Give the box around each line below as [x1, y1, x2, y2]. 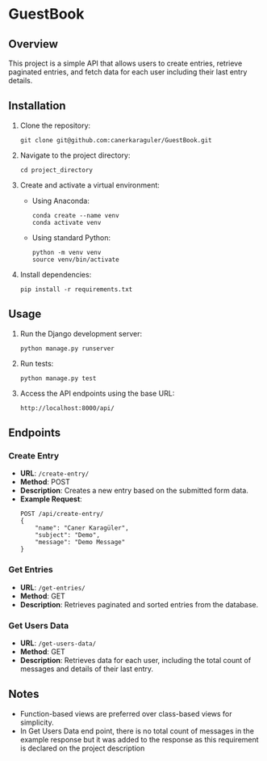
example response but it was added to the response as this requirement [19, 734, 260, 744]
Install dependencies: [19, 269, 92, 279]
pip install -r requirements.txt [19, 285, 133, 294]
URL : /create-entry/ [19, 468, 90, 478]
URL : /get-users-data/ [19, 638, 97, 648]
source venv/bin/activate [31, 256, 119, 264]
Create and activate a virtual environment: [19, 180, 160, 190]
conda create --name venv [31, 211, 119, 219]
